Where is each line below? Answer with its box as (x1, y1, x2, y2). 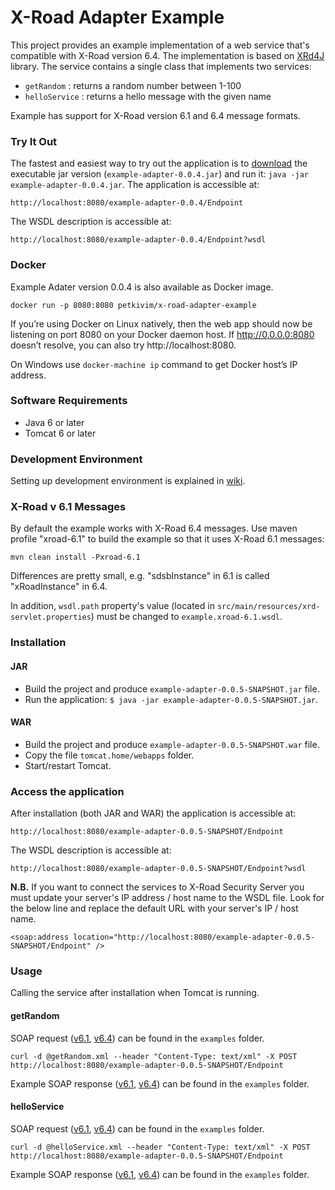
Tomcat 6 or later (24, 427, 97, 439)
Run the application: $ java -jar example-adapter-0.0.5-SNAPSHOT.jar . (24, 693, 319, 705)
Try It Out (10, 134, 58, 148)
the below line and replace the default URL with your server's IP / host (10, 902, 299, 915)
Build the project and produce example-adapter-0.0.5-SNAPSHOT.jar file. (24, 682, 320, 695)
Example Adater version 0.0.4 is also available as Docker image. (10, 281, 274, 293)
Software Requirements (10, 394, 128, 408)
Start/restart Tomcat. (24, 759, 112, 771)
